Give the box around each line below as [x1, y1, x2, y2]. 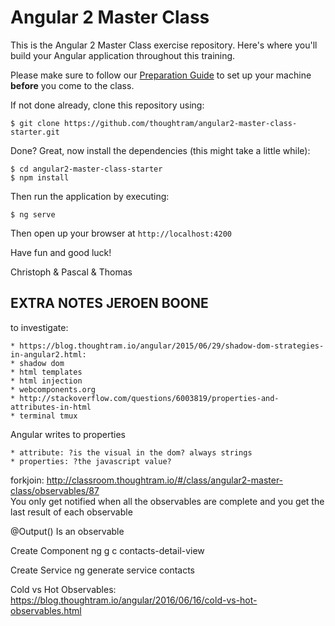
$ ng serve [10, 209, 56, 220]
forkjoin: [10, 474, 45, 486]
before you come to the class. [10, 79, 135, 91]
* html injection [10, 376, 83, 386]
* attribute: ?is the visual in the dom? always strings [10, 447, 253, 458]
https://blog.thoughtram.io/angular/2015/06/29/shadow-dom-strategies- [19, 341, 325, 351]
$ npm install [10, 172, 70, 183]
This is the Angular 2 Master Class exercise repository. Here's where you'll [10, 39, 318, 51]
